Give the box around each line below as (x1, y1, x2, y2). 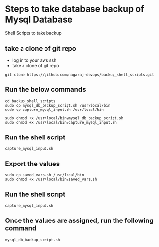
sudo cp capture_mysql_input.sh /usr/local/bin (5, 107, 104, 112)
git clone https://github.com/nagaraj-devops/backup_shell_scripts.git (5, 72, 154, 77)
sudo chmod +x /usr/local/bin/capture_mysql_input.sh (5, 120, 117, 125)
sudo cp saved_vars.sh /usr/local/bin (5, 173, 84, 178)
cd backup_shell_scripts (5, 98, 56, 104)
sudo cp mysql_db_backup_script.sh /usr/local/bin (5, 103, 111, 108)
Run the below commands (5, 85, 86, 94)
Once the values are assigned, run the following (5, 217, 154, 225)
